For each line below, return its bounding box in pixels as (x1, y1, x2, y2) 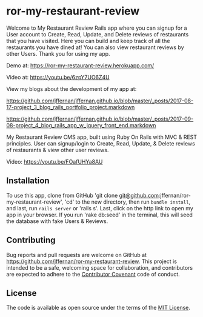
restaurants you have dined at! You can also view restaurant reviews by (6, 44, 184, 51)
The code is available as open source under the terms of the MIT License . (6, 304, 191, 312)
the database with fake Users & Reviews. (6, 217, 108, 225)
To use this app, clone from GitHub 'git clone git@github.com (6, 192, 159, 199)
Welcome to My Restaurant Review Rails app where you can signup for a (6, 24, 187, 32)
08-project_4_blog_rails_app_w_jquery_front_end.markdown (6, 121, 156, 128)
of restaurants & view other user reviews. (6, 146, 109, 153)
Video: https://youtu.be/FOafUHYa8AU (6, 158, 103, 165)
